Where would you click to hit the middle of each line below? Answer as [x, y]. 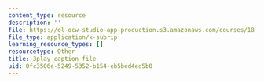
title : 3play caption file [52, 59]
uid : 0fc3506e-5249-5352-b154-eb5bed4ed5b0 [81, 66]
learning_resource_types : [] [56, 45]
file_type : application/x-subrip [63, 37]
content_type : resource [47, 15]
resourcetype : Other [42, 52]
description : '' [35, 23]
